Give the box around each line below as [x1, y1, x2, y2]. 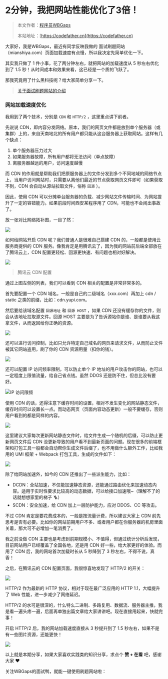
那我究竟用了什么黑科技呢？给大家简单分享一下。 [5, 77, 106, 83]
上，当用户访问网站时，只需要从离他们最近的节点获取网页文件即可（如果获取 [5, 177, 163, 183]
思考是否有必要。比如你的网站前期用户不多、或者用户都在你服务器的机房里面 [5, 519, 163, 525]
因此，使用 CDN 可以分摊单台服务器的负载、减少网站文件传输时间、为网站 [5, 193, 157, 200]
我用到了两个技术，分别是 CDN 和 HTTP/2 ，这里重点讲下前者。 [5, 113, 131, 120]
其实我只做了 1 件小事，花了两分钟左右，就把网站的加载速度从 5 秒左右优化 [5, 60, 159, 66]
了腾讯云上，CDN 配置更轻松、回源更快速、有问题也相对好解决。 [5, 249, 139, 255]
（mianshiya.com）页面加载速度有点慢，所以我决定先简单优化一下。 [5, 49, 146, 55]
